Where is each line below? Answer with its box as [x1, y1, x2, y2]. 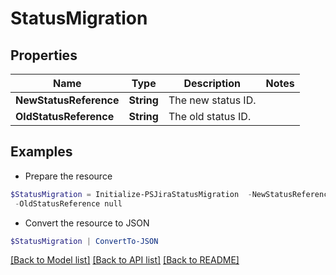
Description [183, 77, 241, 90]
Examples [10, 143, 73, 161]
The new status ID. [168, 93, 257, 107]
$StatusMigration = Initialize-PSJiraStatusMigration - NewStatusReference [10, 189, 333, 199]
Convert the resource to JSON [24, 217, 150, 229]
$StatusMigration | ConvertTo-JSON [10, 236, 159, 246]
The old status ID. [168, 110, 252, 123]
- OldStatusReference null [14, 198, 123, 209]
